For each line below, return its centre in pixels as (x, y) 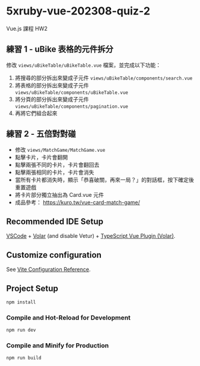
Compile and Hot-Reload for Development (68, 317)
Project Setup (32, 288)
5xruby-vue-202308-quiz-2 (78, 11)
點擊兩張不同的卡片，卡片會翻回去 (57, 164)
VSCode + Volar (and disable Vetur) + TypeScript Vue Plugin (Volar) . (91, 236)
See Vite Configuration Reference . (49, 270)
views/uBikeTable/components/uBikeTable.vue (71, 92)
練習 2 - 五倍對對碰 (41, 134)
